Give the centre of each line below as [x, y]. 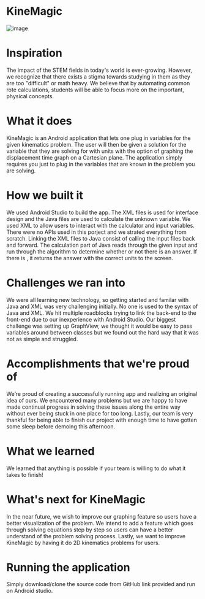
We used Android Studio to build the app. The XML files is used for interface [102, 212]
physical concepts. [30, 96]
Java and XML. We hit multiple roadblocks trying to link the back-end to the [102, 313]
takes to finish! [25, 474]
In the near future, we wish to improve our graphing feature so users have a [102, 516]
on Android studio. [30, 591]
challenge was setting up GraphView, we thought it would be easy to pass [99, 326]
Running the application [68, 567]
